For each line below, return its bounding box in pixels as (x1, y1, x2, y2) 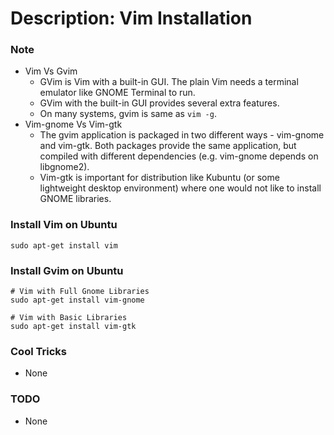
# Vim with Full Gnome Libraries (10, 287, 150, 297)
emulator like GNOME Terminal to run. (39, 87, 196, 99)
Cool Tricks (10, 345, 67, 358)
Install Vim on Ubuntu (10, 218, 118, 232)
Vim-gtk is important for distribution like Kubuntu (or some (39, 172, 280, 184)
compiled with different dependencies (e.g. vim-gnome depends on (39, 150, 319, 162)
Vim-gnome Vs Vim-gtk (24, 118, 123, 131)
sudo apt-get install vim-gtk (10, 322, 137, 332)
